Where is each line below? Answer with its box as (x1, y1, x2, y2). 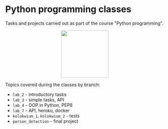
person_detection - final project (12, 118, 78, 124)
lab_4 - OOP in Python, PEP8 (12, 102, 73, 108)
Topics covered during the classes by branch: (5, 82, 100, 88)
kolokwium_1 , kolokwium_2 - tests (12, 112, 80, 119)
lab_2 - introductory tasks (12, 91, 67, 97)
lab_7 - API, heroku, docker (12, 107, 70, 113)
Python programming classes (5, 4, 132, 15)
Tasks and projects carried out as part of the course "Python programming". (5, 20, 163, 26)
